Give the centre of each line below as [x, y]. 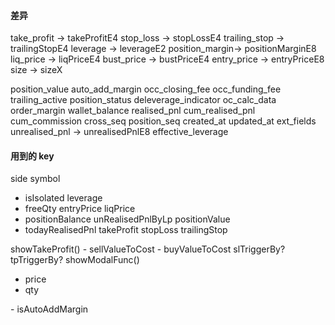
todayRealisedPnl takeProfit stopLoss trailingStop [126, 230]
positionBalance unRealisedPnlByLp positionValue [127, 219]
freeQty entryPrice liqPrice [80, 209]
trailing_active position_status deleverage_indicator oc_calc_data [143, 100]
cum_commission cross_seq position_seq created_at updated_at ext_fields [163, 121]
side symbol [35, 179]
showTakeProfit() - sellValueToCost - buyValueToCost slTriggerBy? [148, 249]
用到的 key [32, 156]
